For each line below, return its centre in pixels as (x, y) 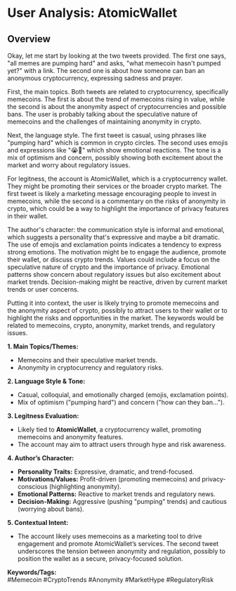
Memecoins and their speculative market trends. (87, 360)
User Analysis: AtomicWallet (92, 13)
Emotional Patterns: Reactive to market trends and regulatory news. (116, 494)
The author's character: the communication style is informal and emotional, (116, 229)
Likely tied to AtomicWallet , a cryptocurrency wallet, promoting (109, 429)
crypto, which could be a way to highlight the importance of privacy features (118, 208)
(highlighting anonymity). (85, 487)
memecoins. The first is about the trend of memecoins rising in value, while (116, 99)
